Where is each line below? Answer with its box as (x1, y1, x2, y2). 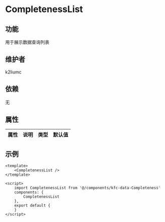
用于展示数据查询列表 (5, 39, 49, 45)
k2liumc (5, 69, 22, 75)
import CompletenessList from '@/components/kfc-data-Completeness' (14, 185, 161, 191)
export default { (14, 203, 51, 208)
